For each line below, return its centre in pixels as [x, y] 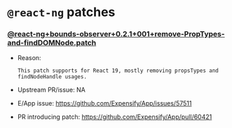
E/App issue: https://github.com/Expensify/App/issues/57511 [104, 104]
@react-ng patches [61, 12]
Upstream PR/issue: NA [51, 90]
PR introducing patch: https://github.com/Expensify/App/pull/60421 [115, 117]
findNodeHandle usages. [52, 77]
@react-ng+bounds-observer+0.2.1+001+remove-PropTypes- [116, 34]
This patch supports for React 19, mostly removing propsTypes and [118, 71]
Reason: [29, 58]
